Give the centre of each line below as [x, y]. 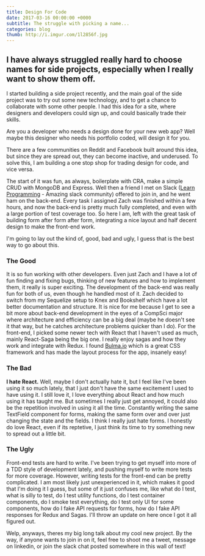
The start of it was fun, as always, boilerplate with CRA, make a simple [95, 181]
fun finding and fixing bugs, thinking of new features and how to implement [101, 281]
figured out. [21, 521]
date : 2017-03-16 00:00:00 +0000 [49, 18]
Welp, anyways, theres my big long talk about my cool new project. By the [99, 533]
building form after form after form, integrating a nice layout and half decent [102, 220]
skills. [13, 119]
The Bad [19, 368]
